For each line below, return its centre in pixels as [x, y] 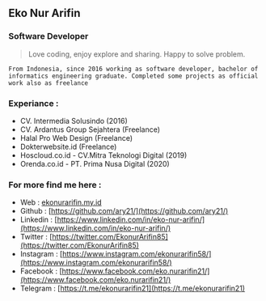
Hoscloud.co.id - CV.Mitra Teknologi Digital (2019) [103, 155]
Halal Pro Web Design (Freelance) [76, 138]
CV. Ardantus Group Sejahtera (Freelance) [90, 129]
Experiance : [34, 103]
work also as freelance [49, 83]
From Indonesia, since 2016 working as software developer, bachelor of [133, 69]
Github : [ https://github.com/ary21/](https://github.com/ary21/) [124, 211]
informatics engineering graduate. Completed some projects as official [133, 76]
